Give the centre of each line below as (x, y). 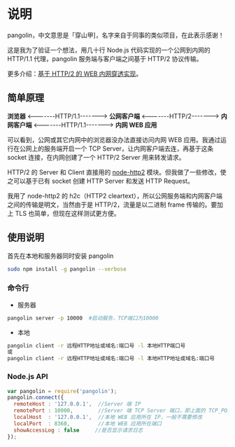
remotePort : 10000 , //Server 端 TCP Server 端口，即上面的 (110, 411)
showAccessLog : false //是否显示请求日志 (78, 430)
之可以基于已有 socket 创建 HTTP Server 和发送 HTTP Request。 (100, 181)
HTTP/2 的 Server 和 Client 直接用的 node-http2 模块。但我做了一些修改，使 (117, 172)
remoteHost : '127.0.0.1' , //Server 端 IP (77, 404)
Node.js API (28, 377)
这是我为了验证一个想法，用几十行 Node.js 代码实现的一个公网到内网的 (109, 50)
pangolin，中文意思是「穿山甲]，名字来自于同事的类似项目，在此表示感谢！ (116, 35)
